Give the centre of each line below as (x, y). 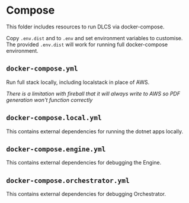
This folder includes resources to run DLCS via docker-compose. (85, 27)
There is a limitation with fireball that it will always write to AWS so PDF (93, 94)
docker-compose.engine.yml (56, 149)
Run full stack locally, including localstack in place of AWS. (78, 82)
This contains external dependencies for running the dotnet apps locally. (95, 131)
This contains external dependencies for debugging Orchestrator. (86, 194)
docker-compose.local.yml (54, 118)
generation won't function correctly (49, 100)
